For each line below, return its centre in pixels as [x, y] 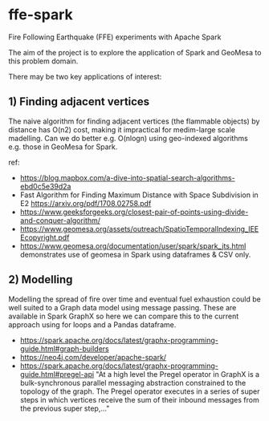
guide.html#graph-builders [65, 348]
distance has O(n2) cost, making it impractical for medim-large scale [122, 129]
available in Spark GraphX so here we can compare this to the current [124, 316]
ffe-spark [41, 15]
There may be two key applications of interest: [85, 76]
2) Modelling [41, 279]
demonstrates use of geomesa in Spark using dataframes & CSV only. [135, 254]
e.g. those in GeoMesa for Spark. [63, 147]
